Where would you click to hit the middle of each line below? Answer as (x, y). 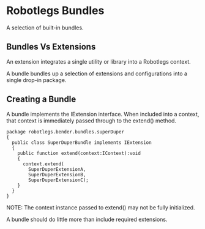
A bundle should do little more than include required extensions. (87, 219)
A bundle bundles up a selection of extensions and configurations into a (97, 73)
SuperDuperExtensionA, (57, 169)
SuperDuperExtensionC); (58, 180)
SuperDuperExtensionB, (57, 175)
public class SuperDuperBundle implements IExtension (82, 142)
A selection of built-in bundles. (45, 28)
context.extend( (43, 164)
